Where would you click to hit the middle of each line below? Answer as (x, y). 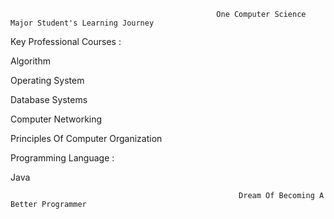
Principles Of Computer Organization (86, 138)
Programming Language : (62, 158)
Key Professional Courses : (66, 41)
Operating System (47, 80)
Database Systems (49, 99)
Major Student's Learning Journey (82, 23)
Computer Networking (56, 119)
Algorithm (30, 61)
